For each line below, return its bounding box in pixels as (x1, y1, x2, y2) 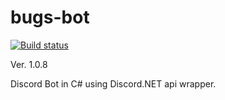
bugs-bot (10, 6, 90, 29)
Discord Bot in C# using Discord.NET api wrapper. (10, 77, 217, 90)
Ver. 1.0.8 (10, 58, 48, 70)
